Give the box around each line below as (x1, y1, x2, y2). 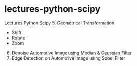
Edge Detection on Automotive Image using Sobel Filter (11, 55, 125, 61)
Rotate (11, 35, 26, 41)
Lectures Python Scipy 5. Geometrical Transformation (4, 20, 115, 26)
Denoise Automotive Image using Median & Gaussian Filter (11, 50, 132, 56)
